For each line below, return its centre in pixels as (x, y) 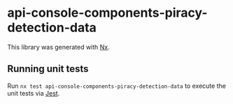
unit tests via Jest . (34, 93)
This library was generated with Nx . (58, 47)
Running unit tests (48, 69)
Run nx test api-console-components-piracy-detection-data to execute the (116, 86)
